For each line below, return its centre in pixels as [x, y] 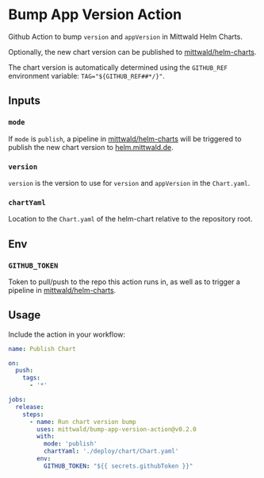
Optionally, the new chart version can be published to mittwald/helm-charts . [132, 52]
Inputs [25, 101]
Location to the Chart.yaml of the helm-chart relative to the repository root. [130, 219]
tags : [32, 378]
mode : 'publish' [70, 444]
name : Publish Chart [42, 349]
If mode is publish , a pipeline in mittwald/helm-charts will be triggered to [125, 139]
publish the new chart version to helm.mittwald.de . [91, 147]
